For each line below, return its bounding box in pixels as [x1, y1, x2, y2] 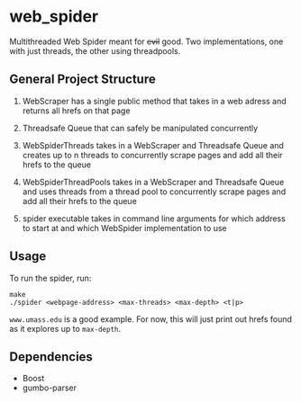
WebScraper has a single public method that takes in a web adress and [22, 95, 287, 106]
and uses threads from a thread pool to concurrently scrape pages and [22, 186, 287, 197]
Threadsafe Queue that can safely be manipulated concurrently [22, 122, 259, 133]
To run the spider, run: [9, 272, 92, 283]
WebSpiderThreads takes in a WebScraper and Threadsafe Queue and [22, 139, 284, 150]
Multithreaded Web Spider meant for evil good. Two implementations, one [9, 36, 284, 47]
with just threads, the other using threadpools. [9, 45, 181, 56]
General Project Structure [9, 72, 156, 87]
